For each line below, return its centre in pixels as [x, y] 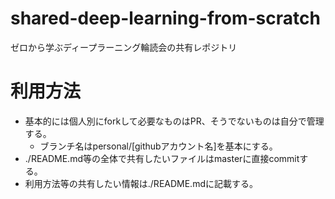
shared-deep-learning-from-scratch [165, 18]
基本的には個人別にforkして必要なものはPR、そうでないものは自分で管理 [174, 121]
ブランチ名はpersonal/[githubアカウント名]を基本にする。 [158, 146]
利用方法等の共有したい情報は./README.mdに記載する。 [141, 183]
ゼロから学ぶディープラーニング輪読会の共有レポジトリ [124, 47]
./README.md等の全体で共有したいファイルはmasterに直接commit [162, 158]
